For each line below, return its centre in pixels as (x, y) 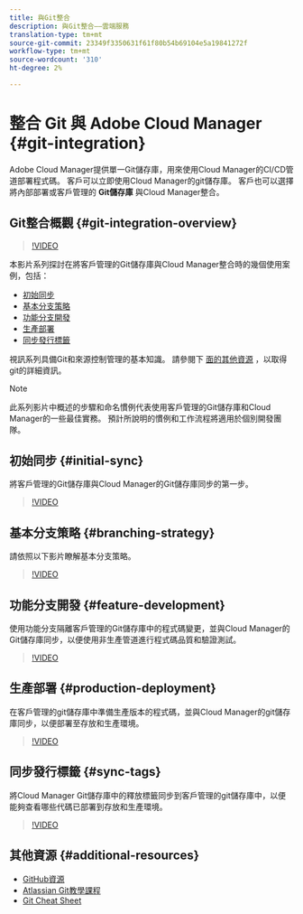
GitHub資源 (43, 879)
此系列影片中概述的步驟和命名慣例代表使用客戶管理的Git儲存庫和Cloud (140, 406)
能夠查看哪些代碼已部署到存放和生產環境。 (88, 807)
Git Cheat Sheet (52, 900)
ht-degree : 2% (36, 69)
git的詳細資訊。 (38, 370)
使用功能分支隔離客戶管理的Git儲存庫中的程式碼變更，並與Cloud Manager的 (150, 629)
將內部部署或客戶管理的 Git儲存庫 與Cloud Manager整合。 (117, 191)
